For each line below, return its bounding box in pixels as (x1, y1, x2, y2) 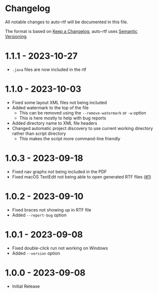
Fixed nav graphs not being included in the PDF (12, 168, 107, 175)
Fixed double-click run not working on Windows (12, 245, 108, 251)
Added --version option (12, 250, 61, 256)
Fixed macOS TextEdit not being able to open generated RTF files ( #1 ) (12, 174, 152, 179)
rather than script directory (12, 130, 66, 136)
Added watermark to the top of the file (12, 105, 89, 111)
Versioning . (5, 33, 28, 39)
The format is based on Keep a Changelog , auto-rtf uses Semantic (5, 28, 138, 34)
